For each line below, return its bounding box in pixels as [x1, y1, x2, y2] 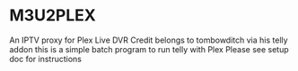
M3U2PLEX [9, 5, 96, 26]
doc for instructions [9, 53, 83, 64]
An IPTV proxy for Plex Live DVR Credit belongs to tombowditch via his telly [9, 35, 289, 45]
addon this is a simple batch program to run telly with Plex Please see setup [9, 43, 289, 54]
